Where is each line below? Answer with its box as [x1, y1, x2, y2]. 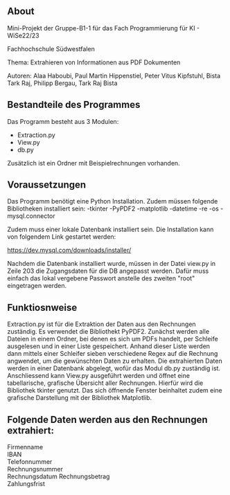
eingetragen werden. [7, 282, 67, 290]
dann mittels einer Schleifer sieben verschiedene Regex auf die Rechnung [7, 350, 218, 358]
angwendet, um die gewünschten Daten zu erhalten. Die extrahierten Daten [7, 357, 223, 366]
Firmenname [7, 443, 44, 451]
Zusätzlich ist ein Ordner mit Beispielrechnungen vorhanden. [7, 159, 180, 167]
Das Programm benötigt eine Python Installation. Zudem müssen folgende [7, 197, 218, 206]
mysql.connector [7, 212, 55, 220]
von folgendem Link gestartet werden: [7, 233, 116, 241]
